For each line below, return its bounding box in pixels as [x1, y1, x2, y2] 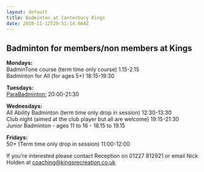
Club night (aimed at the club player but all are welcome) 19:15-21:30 [6, 116, 179, 123]
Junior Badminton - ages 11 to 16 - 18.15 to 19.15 [6, 122, 126, 129]
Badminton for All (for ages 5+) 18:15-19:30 [6, 72, 115, 80]
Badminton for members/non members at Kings [6, 43, 192, 53]
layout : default [6, 9, 48, 15]
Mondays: [6, 59, 33, 67]
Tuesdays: [6, 84, 34, 92]
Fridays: [6, 134, 28, 141]
